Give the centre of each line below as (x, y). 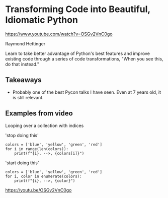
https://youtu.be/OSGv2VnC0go (38, 190)
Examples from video (39, 114)
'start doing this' (22, 163)
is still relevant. (28, 97)
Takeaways (23, 80)
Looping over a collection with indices (45, 125)
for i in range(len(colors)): (37, 149)
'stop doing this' (22, 135)
